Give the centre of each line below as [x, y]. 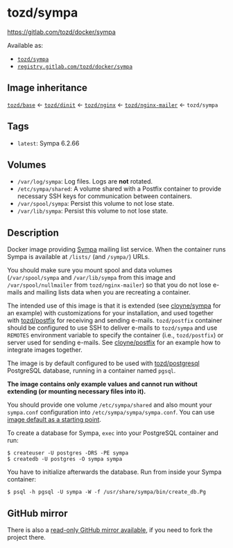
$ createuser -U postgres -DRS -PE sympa [68, 453]
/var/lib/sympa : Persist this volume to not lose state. [93, 211]
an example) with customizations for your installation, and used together [110, 313]
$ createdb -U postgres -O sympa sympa [65, 459]
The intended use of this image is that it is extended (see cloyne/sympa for [114, 306]
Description [33, 232]
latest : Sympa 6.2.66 [48, 143]
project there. [27, 537]
